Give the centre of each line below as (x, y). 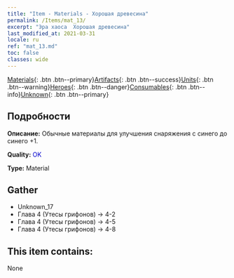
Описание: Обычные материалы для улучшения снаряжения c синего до (117, 133)
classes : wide (28, 60)
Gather (23, 190)
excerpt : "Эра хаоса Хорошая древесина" (69, 27)
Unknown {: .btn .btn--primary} (65, 94)
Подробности (39, 117)
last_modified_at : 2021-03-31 (51, 33)
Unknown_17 (35, 207)
